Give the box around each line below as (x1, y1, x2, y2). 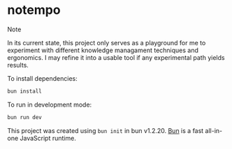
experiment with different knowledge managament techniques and (7, 46, 199, 54)
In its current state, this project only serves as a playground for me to (7, 38, 206, 47)
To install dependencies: (7, 74, 78, 82)
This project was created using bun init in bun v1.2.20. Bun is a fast (7, 126, 204, 134)
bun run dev (7, 113, 42, 120)
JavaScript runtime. (20, 134, 77, 142)
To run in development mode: (7, 100, 92, 109)
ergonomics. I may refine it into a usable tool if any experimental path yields (7, 53, 225, 61)
